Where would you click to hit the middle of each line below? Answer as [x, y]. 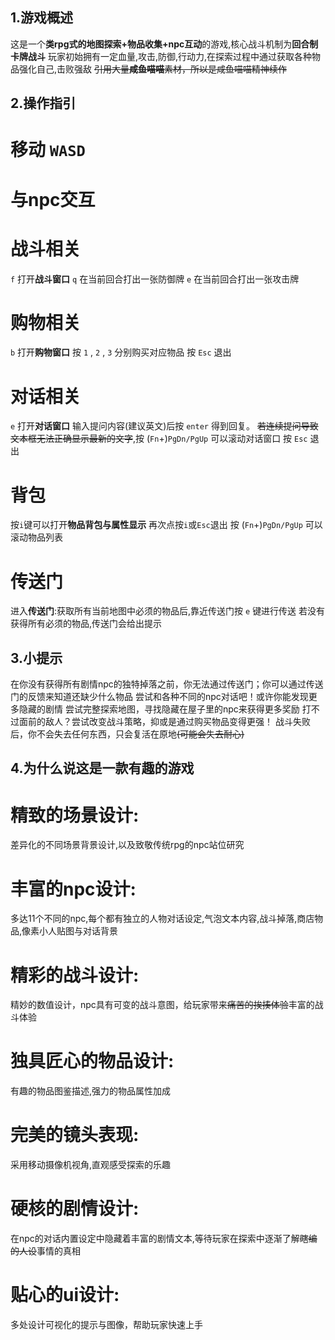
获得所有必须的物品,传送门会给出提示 [86, 624]
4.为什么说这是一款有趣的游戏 [102, 768]
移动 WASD [48, 150]
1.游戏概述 [42, 18]
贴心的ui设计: [65, 1295]
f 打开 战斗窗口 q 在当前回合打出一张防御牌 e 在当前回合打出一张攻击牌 [155, 279]
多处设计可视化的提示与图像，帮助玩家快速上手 [106, 1325]
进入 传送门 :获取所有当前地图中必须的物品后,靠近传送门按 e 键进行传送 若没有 [168, 611]
